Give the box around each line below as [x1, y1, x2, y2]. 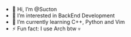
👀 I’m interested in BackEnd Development [11, 12, 115, 19]
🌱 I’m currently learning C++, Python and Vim [11, 18, 125, 25]
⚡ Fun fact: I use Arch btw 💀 [11, 25, 81, 32]
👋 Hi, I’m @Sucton [11, 6, 57, 13]
